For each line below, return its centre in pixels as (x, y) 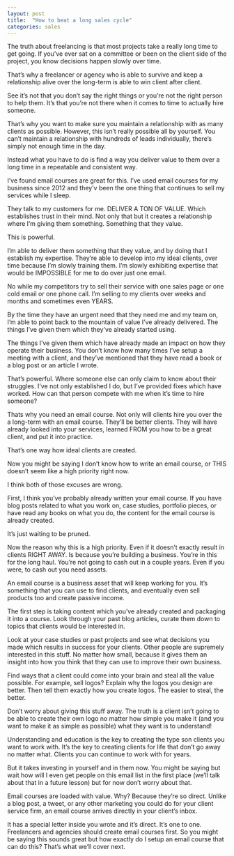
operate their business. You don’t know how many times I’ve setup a (105, 351)
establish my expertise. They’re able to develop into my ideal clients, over (112, 258)
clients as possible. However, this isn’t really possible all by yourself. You (111, 131)
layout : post (26, 14)
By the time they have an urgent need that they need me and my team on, (112, 315)
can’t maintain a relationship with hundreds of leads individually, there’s (110, 139)
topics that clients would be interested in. (66, 626)
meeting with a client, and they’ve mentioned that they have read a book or (115, 358)
